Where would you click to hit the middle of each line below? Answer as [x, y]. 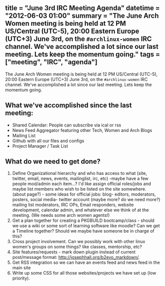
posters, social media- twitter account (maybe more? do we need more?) [86, 200]
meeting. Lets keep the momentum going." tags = [82, 55]
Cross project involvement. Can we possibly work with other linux [79, 242]
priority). [21, 278]
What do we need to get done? [53, 162]
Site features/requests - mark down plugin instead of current [74, 252]
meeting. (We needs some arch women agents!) [61, 215]
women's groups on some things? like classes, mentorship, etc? [77, 247]
